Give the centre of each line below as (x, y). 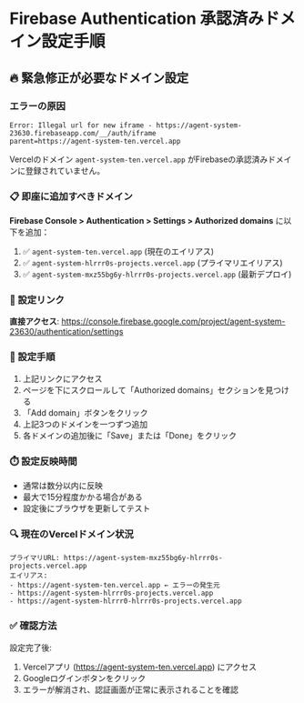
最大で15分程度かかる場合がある (82, 497)
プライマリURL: (35, 558)
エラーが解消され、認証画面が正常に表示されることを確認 (130, 689)
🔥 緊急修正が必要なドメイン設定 (99, 78)
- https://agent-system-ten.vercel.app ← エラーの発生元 (115, 586)
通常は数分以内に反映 (62, 486)
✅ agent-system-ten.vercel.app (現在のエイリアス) (118, 252)
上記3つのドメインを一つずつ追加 (85, 424)
